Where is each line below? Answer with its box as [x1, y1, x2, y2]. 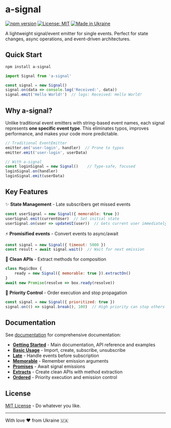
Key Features [5, 187, 48, 196]
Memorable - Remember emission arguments [12, 358, 108, 364]
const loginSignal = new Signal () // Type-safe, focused [5, 164, 136, 169]
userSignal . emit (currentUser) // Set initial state [5, 216, 120, 221]
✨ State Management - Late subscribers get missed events [5, 201, 131, 207]
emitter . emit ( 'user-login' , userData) [5, 150, 88, 155]
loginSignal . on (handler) [5, 169, 58, 174]
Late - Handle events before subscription [12, 352, 99, 359]
